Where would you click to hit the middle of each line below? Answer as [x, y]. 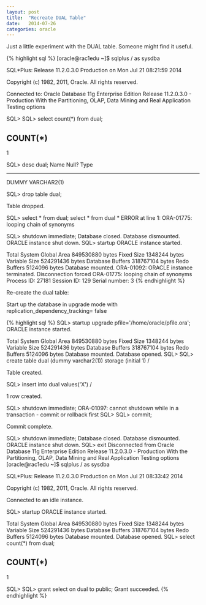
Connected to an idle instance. [45, 500]
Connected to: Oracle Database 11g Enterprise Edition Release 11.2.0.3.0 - [99, 94]
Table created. [25, 373]
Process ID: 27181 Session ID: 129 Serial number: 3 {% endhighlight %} [96, 281]
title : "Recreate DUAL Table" [46, 18]
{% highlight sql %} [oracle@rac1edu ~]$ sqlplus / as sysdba [83, 58]
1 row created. [24, 396]
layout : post [23, 12]
